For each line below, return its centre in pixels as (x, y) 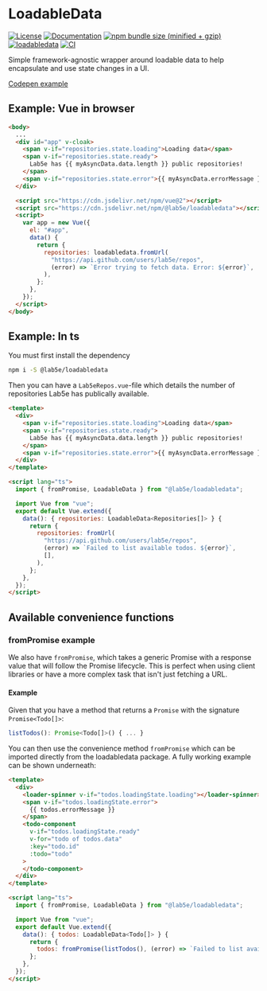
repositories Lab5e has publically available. (79, 394)
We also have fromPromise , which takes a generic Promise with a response (130, 657)
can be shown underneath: (52, 766)
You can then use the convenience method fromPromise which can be (122, 748)
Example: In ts (44, 336)
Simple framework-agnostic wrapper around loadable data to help (116, 60)
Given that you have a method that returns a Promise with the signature (124, 710)
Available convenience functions (91, 617)
